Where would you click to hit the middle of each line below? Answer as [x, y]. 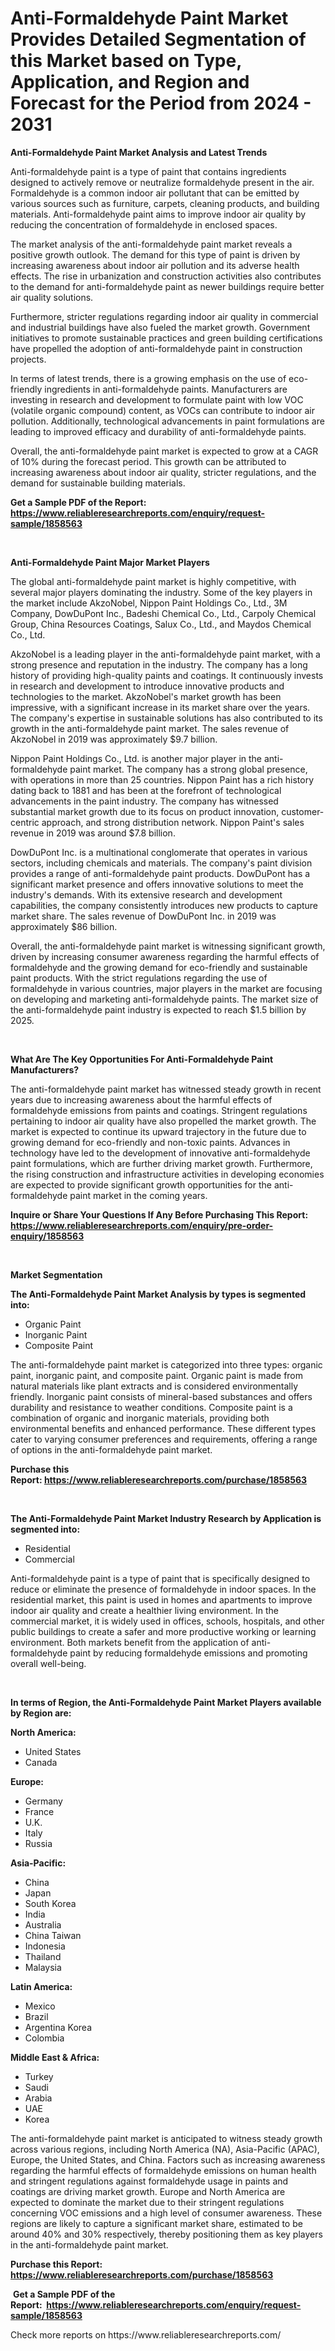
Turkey [39, 2076]
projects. [28, 359]
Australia [43, 1924]
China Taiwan [53, 1935]
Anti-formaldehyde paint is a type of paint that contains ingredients [148, 171]
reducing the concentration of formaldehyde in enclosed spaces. [144, 224]
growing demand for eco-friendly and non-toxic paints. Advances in [150, 1142]
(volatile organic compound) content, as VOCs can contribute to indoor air [162, 410]
